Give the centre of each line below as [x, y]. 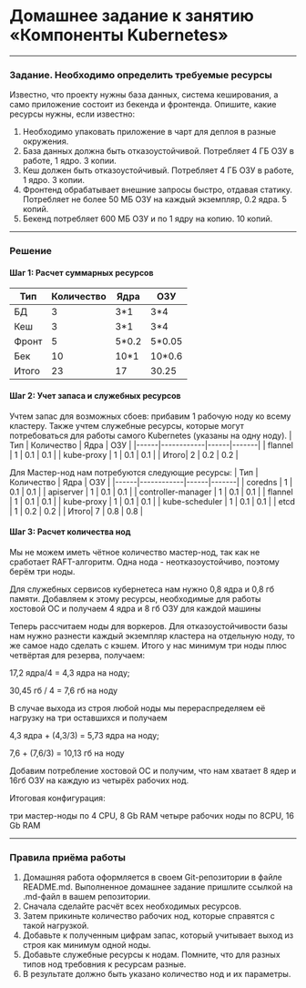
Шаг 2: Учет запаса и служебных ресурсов [95, 395]
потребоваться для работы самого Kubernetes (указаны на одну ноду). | [151, 435]
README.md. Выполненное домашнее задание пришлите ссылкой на [158, 887]
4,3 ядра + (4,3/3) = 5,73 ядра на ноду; [84, 735]
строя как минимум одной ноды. [87, 945]
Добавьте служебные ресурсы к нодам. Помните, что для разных [151, 955]
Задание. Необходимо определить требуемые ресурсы [141, 75]
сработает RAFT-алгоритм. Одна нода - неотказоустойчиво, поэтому [144, 562]
